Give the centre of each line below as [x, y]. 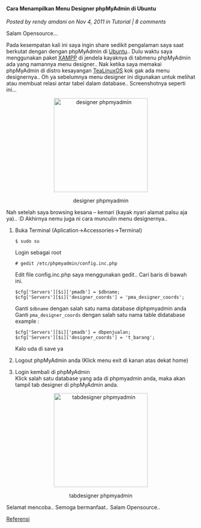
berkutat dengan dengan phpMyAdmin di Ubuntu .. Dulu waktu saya [89, 52]
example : [27, 321]
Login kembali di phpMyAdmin [52, 372]
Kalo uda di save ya [39, 349]
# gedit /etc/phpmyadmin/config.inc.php [66, 264]
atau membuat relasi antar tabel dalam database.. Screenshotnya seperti [96, 84]
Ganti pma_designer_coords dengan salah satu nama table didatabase [100, 315]
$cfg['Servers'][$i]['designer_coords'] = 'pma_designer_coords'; [100, 298]
